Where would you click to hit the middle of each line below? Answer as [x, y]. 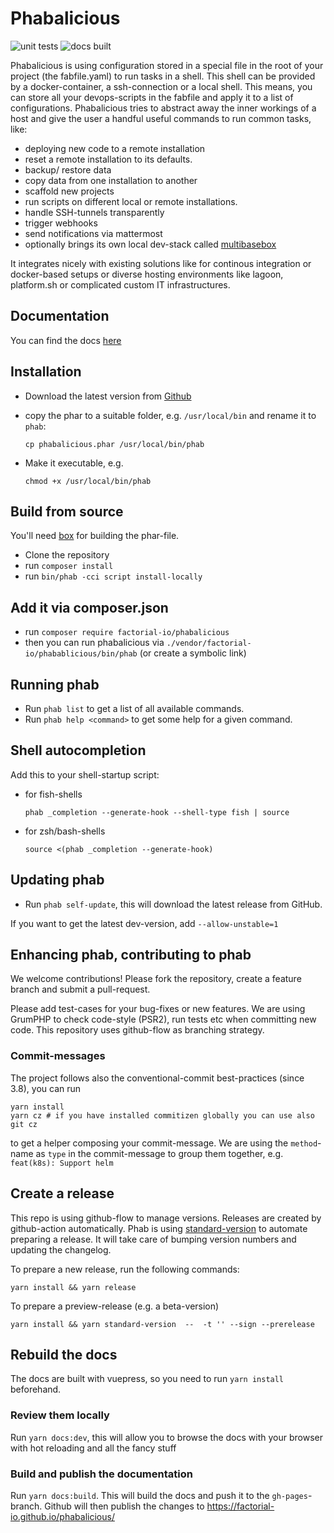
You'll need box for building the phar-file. [95, 536]
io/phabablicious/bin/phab [81, 654]
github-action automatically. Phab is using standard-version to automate [159, 1228]
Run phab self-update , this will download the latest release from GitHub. [173, 904]
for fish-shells [53, 794]
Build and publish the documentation [101, 1474]
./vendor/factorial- [209, 643]
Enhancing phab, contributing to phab [131, 955]
